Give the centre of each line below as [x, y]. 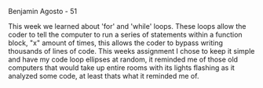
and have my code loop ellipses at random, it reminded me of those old [123, 59]
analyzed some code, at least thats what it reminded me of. [104, 76]
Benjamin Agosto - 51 [42, 11]
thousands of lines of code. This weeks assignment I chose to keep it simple [131, 51]
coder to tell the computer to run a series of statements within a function [125, 35]
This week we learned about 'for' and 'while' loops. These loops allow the [127, 26]
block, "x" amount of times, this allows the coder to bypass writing [116, 43]
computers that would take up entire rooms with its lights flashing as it [122, 68]
